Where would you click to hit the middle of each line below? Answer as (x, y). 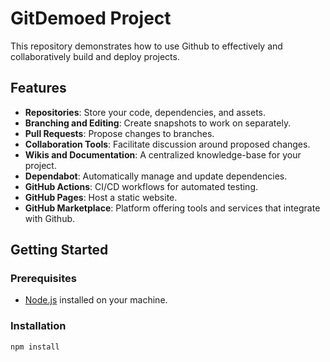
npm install (35, 347)
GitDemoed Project (91, 18)
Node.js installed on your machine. (96, 300)
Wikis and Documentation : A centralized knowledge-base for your (163, 154)
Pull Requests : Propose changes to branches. (119, 133)
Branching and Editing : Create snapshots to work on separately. (158, 123)
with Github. (50, 218)
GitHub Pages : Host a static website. (101, 197)
